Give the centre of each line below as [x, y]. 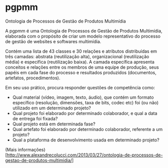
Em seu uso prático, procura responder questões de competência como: [80, 87]
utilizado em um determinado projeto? [52, 108]
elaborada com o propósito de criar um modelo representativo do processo [83, 36]
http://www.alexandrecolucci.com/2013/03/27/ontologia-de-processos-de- [85, 155]
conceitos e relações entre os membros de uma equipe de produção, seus [82, 67]
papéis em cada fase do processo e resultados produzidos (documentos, [81, 72]
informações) [32, 149]
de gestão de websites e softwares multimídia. [53, 41]
